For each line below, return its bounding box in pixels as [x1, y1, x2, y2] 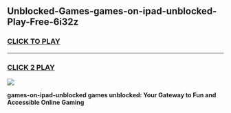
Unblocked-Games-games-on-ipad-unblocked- [7, 5, 217, 17]
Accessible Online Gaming [7, 98, 85, 106]
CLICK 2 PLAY [7, 62, 55, 72]
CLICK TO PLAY [7, 37, 60, 47]
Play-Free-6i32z [7, 16, 79, 28]
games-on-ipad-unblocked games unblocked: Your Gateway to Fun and [7, 90, 217, 99]
